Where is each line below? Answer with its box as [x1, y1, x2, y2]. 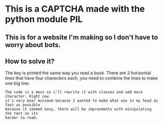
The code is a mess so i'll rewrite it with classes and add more [5, 90, 143, 95]
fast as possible [5, 103, 41, 107]
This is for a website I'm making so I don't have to [5, 33, 158, 41]
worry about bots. [5, 40, 61, 49]
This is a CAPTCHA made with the [5, 3, 145, 15]
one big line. [5, 80, 30, 86]
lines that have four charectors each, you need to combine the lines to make [5, 75, 158, 81]
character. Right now [5, 94, 49, 99]
